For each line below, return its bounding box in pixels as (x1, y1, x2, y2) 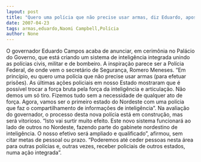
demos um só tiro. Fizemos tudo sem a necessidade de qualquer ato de (6, 92, 183, 99)
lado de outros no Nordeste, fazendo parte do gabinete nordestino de (6, 124, 178, 131)
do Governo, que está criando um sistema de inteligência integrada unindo (6, 54, 190, 61)
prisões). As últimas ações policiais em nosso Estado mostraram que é (6, 79, 181, 87)
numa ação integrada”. (6, 149, 62, 156)
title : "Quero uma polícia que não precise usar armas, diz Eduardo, (6, 14, 184, 20)
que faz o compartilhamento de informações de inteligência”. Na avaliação (6, 105, 190, 112)
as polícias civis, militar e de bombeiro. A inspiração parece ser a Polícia (6, 60, 184, 68)
